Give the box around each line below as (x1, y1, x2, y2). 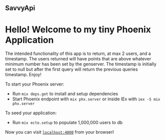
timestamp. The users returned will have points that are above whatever (5, 56, 152, 62)
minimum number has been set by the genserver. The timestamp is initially (5, 61, 157, 67)
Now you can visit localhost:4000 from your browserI (5, 129, 114, 135)
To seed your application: (5, 110, 57, 116)
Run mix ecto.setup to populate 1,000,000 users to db (12, 120, 123, 126)
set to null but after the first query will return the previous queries (5, 66, 138, 72)
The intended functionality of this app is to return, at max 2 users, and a (5, 50, 151, 56)
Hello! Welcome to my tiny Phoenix (5, 24, 151, 35)
